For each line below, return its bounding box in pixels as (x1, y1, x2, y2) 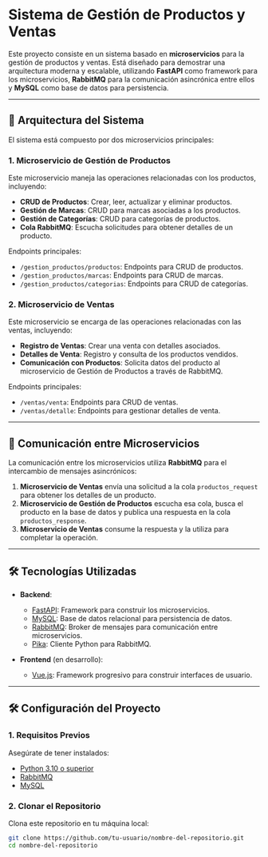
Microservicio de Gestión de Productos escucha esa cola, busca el (19, 499, 243, 508)
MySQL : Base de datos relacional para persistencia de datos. (31, 613, 233, 623)
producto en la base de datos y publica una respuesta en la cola (19, 508, 231, 517)
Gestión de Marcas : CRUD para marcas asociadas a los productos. (19, 205, 241, 215)
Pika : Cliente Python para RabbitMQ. (31, 639, 152, 648)
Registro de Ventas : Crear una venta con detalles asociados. (19, 341, 221, 351)
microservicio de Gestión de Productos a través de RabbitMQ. (19, 366, 223, 377)
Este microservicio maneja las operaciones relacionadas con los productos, (8, 173, 257, 183)
